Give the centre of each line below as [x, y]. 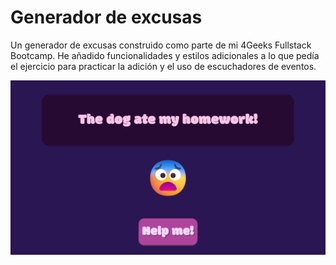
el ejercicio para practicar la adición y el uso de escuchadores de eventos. [163, 66]
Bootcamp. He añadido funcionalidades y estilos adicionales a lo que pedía [165, 55]
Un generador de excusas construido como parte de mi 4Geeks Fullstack [161, 45]
